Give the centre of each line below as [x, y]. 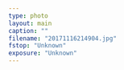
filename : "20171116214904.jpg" [62, 38]
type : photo [28, 16]
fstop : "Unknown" [37, 46]
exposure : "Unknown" [43, 53]
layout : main [30, 23]
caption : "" [28, 31]
